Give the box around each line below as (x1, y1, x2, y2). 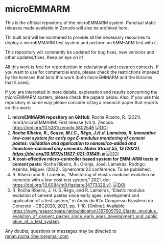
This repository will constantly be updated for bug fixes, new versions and (5, 49, 155, 55)
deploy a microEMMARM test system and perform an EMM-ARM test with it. (5, 39, 158, 45)
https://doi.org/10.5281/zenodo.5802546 (12, 124, 94, 131)
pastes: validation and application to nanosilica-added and (12, 140, 137, 146)
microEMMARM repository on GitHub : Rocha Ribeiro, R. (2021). (12, 114, 142, 120)
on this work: (5, 105, 31, 110)
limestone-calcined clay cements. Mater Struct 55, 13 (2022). (12, 145, 141, 151)
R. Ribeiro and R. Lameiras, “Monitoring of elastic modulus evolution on (12, 171, 156, 177)
